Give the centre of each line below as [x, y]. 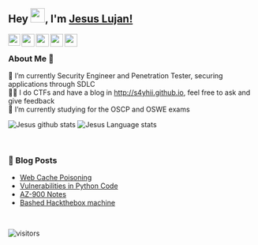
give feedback [32, 101]
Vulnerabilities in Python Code [69, 186]
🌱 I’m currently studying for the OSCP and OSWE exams [99, 109]
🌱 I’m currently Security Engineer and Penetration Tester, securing [116, 76]
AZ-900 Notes [43, 194]
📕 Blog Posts [33, 160]
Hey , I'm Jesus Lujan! [71, 19]
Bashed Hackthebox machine [67, 203]
